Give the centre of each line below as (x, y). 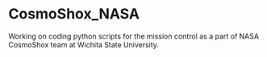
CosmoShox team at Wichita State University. (84, 44)
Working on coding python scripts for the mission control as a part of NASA (134, 36)
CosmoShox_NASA (74, 14)
